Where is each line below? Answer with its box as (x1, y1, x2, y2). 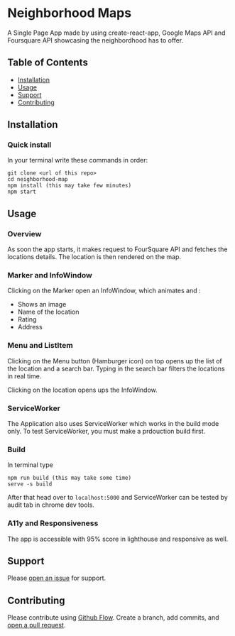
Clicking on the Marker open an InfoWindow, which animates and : (7, 286, 201, 295)
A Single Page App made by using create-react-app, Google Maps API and (7, 28, 226, 37)
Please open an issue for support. (7, 574, 106, 583)
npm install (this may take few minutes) (7, 182, 132, 190)
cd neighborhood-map (7, 176, 69, 183)
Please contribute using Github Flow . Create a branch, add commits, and (7, 613, 219, 622)
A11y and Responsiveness (7, 518, 99, 528)
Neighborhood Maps (7, 5, 132, 21)
